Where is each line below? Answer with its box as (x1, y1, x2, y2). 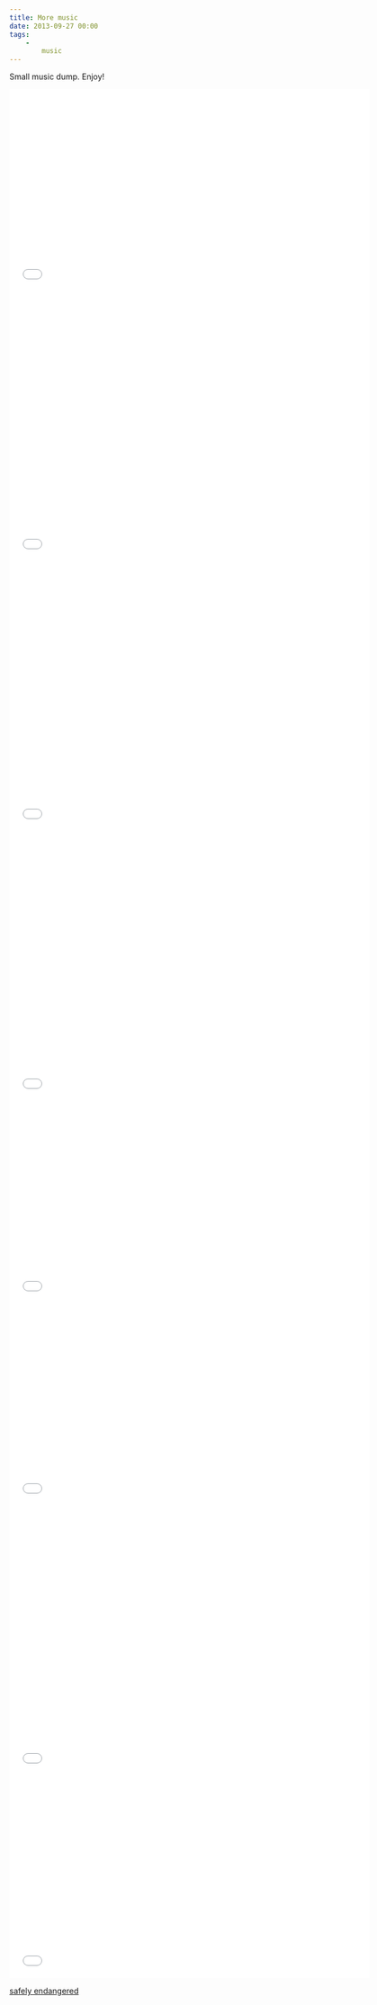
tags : (9, 30, 30, 39)
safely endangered (9, 1985, 79, 1997)
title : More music (9, 13, 78, 22)
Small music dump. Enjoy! (9, 71, 105, 82)
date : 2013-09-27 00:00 (9, 22, 99, 31)
